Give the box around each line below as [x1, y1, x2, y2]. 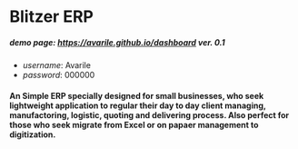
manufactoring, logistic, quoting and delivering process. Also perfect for [9, 109, 289, 120]
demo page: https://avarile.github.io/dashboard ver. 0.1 [9, 36, 225, 47]
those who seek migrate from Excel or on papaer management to [9, 119, 259, 130]
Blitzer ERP [9, 6, 94, 27]
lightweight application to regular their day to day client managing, [9, 100, 266, 111]
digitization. [9, 129, 56, 140]
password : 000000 [22, 70, 95, 81]
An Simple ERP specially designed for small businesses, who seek [9, 90, 264, 101]
